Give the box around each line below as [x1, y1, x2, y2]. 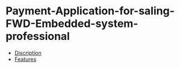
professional [5, 30, 70, 43]
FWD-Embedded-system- [5, 17, 138, 30]
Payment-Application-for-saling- [5, 4, 175, 18]
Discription [14, 49, 42, 56]
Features [14, 55, 37, 63]
